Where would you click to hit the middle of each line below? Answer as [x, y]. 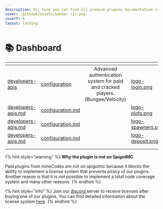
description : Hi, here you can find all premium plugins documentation [79, 9]
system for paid [106, 81]
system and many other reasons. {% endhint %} [53, 182]
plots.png [142, 113]
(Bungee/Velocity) [106, 99]
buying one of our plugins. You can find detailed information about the [75, 196]
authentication [106, 75]
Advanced [106, 69]
